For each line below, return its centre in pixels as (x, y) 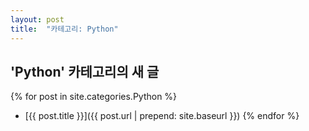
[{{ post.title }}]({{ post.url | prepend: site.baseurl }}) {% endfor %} (162, 116)
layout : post (37, 19)
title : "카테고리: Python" (64, 29)
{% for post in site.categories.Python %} (94, 97)
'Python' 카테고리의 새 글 (85, 71)
